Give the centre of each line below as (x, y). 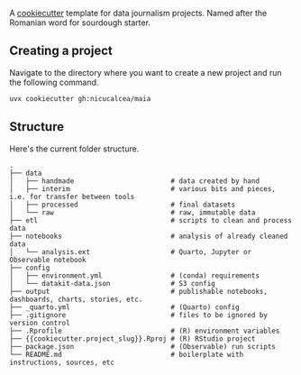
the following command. (54, 82)
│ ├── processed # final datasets (123, 205)
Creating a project (61, 51)
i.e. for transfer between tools (72, 197)
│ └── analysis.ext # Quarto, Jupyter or (131, 252)
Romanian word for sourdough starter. (80, 23)
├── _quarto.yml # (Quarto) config (125, 307)
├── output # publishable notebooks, (139, 291)
